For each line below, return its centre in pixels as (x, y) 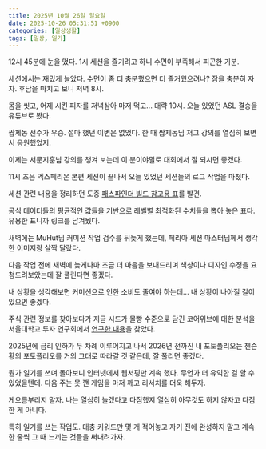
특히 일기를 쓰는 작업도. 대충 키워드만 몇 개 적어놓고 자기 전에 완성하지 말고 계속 (132, 427)
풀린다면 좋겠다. (88, 275)
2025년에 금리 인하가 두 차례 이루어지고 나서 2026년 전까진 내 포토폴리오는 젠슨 (133, 346)
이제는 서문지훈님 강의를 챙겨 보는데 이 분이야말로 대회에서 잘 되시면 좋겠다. (125, 160)
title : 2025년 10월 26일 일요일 (57, 16)
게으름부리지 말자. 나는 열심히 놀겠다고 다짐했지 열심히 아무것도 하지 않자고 (125, 400)
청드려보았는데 (31, 275)
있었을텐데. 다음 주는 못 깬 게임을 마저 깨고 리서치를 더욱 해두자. (107, 383)
